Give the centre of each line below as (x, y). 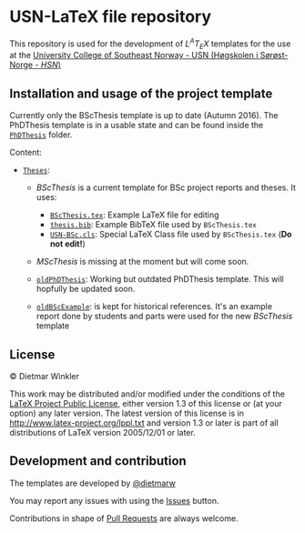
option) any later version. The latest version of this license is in (127, 413)
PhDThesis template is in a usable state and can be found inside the (137, 126)
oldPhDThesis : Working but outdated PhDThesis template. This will (160, 279)
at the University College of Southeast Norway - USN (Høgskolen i (134, 55)
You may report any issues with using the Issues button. (114, 500)
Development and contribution (98, 461)
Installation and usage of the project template (141, 93)
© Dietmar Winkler (45, 377)
